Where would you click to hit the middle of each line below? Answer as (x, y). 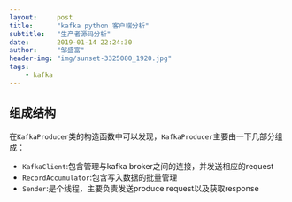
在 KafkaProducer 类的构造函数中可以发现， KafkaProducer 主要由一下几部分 (142, 136)
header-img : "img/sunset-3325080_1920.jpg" (91, 58)
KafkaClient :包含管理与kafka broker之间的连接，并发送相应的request (148, 166)
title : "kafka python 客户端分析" (79, 26)
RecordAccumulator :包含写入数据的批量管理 (100, 177)
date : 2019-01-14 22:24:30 (71, 42)
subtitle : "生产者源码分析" (60, 34)
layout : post (41, 17)
